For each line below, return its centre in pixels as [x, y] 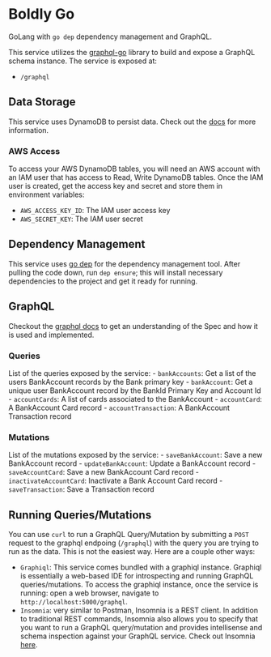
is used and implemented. [51, 335]
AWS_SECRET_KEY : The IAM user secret [81, 219]
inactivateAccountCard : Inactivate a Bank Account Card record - [116, 481]
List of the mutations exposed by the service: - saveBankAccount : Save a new [135, 455]
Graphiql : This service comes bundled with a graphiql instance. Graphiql [141, 567]
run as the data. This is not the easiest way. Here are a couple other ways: [132, 552]
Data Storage [42, 102]
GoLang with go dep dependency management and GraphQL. [110, 36]
